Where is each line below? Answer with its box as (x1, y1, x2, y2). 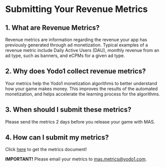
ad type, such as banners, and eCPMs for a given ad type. (5, 52, 125, 58)
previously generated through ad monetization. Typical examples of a (5, 42, 148, 48)
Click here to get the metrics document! (5, 146, 87, 152)
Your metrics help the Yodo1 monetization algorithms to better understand (5, 80, 157, 86)
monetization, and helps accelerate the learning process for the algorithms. (5, 91, 160, 97)
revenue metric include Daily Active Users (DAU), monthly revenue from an (5, 47, 159, 53)
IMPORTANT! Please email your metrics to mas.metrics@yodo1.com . (5, 156, 147, 162)
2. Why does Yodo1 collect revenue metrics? (5, 67, 146, 75)
